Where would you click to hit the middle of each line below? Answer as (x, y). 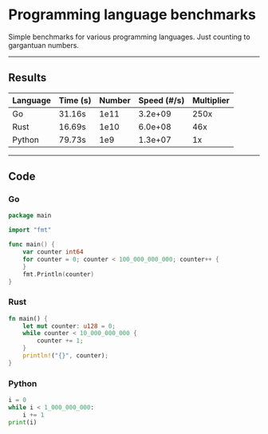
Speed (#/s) (162, 100)
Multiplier (211, 100)
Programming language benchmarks (132, 15)
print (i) (23, 422)
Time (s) (75, 100)
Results (28, 78)
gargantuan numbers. (44, 45)
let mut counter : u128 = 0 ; (69, 326)
